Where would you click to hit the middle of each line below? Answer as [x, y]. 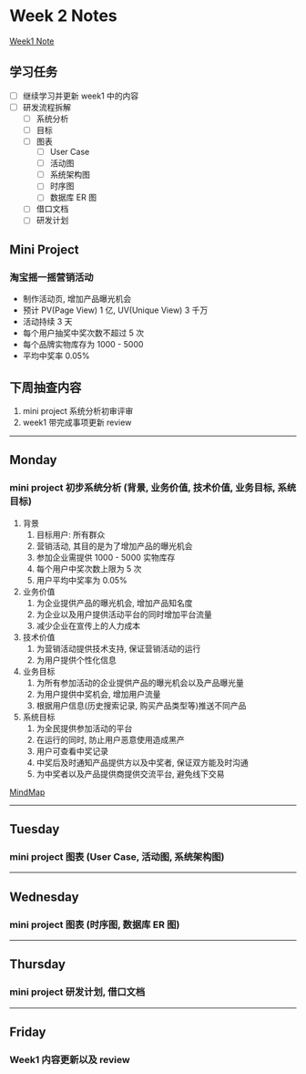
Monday [33, 460]
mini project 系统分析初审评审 [78, 411]
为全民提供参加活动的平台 [84, 728]
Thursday [38, 964]
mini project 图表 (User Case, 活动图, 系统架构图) [117, 857]
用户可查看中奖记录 [72, 751]
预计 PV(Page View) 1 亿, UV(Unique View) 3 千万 [115, 310]
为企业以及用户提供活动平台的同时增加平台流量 [124, 614]
